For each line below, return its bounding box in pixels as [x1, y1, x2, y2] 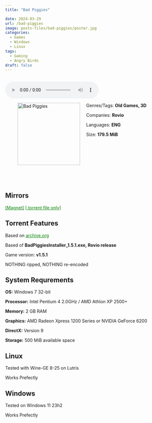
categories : [5, 30, 30, 35]
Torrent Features [5, 219, 58, 227]
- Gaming [9, 53, 28, 58]
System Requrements [5, 276, 74, 284]
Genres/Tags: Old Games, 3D [86, 102, 147, 108]
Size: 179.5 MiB [86, 131, 118, 137]
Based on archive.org [5, 232, 49, 238]
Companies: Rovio [86, 112, 124, 118]
